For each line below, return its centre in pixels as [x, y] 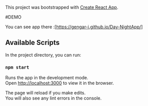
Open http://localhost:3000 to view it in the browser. [60, 83]
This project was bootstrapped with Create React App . [62, 7]
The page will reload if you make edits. [45, 93]
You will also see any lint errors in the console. [54, 98]
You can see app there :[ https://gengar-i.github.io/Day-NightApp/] [74, 27]
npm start [17, 67]
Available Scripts [32, 43]
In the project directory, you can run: [43, 55]
